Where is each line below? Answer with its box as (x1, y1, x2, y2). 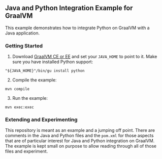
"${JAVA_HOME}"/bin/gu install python (5, 69, 85, 74)
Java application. (5, 30, 40, 36)
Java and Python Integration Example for (5, 4, 133, 12)
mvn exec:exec (5, 105, 34, 110)
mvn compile (5, 86, 30, 92)
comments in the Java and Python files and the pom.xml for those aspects (5, 133, 154, 139)
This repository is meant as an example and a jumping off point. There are (5, 127, 155, 133)
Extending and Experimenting (5, 116, 78, 123)
